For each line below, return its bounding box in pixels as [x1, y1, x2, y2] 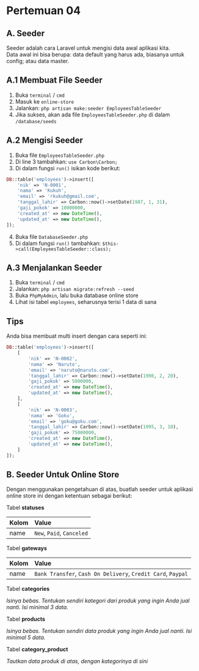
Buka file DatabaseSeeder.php [15, 233, 89, 240]
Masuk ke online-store [15, 97, 74, 105]
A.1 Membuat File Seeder [6, 75, 103, 86]
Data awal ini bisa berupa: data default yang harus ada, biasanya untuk [6, 51, 185, 58]
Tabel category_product [6, 646, 68, 653]
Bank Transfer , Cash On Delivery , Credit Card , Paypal [34, 569, 188, 578]
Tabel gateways [6, 545, 48, 552]
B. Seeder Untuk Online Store [6, 469, 120, 480]
